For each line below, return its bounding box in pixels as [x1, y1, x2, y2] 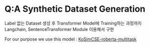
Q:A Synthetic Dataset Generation [4, 3, 146, 15]
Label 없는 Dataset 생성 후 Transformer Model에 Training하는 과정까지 [4, 20, 142, 26]
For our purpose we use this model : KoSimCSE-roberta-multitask [4, 36, 137, 42]
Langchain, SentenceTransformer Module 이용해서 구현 [4, 26, 114, 32]
